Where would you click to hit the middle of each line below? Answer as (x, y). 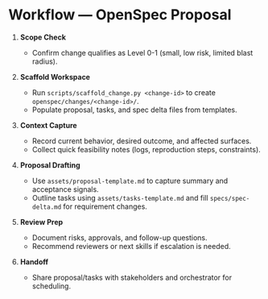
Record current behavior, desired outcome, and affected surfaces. (142, 141)
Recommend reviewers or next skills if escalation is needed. (131, 246)
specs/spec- (230, 198)
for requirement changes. (105, 206)
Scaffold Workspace (55, 77)
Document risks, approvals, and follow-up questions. (120, 237)
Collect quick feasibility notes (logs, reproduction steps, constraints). (146, 149)
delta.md (47, 207)
